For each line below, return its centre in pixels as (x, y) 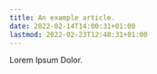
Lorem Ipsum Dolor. (46, 60)
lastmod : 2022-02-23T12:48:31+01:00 (78, 34)
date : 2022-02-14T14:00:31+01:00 (73, 26)
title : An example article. (63, 18)
